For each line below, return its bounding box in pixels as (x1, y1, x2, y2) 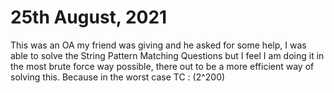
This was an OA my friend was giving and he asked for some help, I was (10, 39, 307, 51)
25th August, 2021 (10, 6, 168, 29)
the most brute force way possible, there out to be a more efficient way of (10, 60, 315, 72)
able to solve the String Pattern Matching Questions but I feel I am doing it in (10, 49, 325, 61)
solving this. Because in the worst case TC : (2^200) (10, 71, 226, 83)
